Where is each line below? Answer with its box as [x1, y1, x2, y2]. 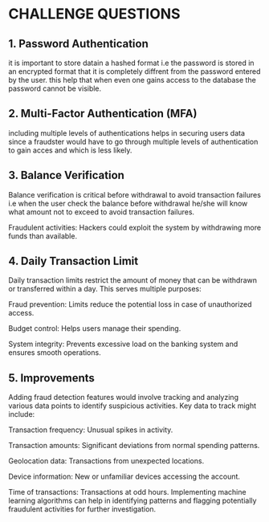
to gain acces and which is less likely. [8, 145, 132, 155]
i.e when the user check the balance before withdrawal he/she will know [8, 198, 248, 208]
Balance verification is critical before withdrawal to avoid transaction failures [8, 190, 261, 199]
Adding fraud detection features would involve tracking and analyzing [8, 393, 239, 402]
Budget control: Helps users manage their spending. [8, 324, 181, 333]
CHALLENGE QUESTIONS [8, 5, 181, 23]
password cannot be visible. [8, 84, 102, 93]
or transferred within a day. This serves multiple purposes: [8, 284, 202, 294]
